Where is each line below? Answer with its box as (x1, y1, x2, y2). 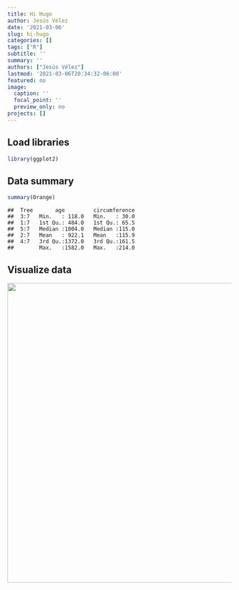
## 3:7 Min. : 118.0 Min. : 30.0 (7, 213, 135, 220)
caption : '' (14, 90, 50, 97)
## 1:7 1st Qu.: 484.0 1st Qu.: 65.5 (7, 219, 135, 227)
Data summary (7, 175, 75, 187)
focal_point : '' (14, 97, 62, 104)
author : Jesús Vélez (7, 17, 69, 24)
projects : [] (7, 110, 46, 117)
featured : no (7, 76, 46, 84)
